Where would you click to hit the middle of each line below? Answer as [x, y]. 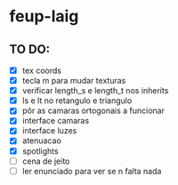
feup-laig [44, 16]
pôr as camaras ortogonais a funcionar [93, 111]
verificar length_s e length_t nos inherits [95, 91]
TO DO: [30, 49]
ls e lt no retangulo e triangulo [77, 101]
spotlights [40, 151]
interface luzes [49, 131]
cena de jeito [46, 161]
